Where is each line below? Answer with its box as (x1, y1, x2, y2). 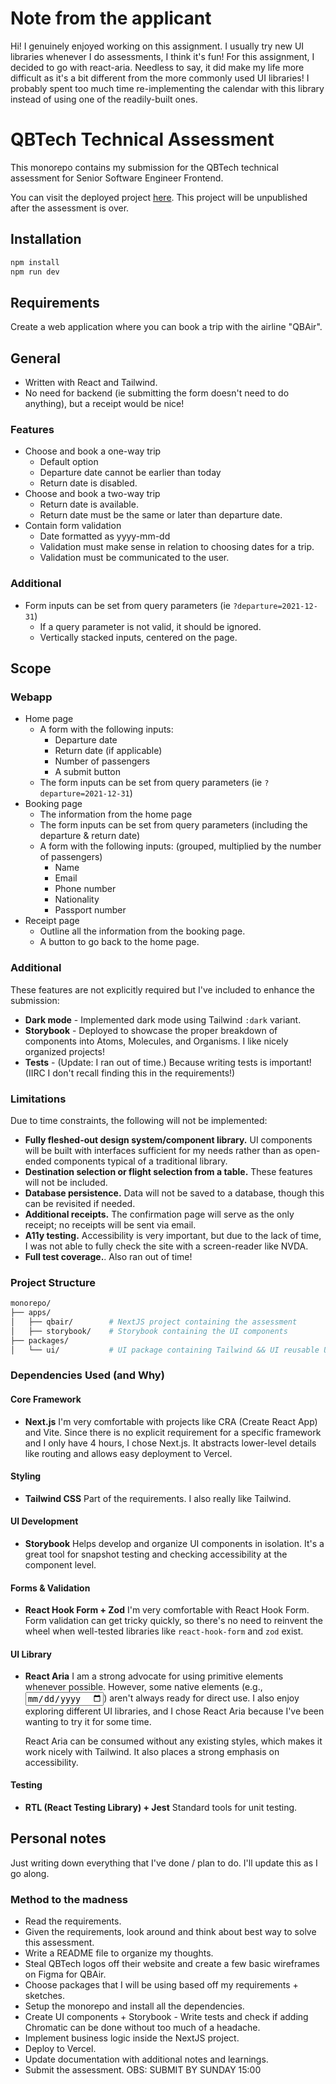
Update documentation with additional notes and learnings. (24, 2053, 269, 2066)
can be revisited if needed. (24, 1197, 136, 1209)
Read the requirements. (24, 1915, 122, 1927)
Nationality (54, 893, 100, 906)
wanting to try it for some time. (24, 1715, 152, 1727)
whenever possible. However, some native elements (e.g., (24, 1681, 263, 1693)
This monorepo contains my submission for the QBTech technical (10, 161, 279, 173)
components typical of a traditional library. (53, 1155, 228, 1167)
